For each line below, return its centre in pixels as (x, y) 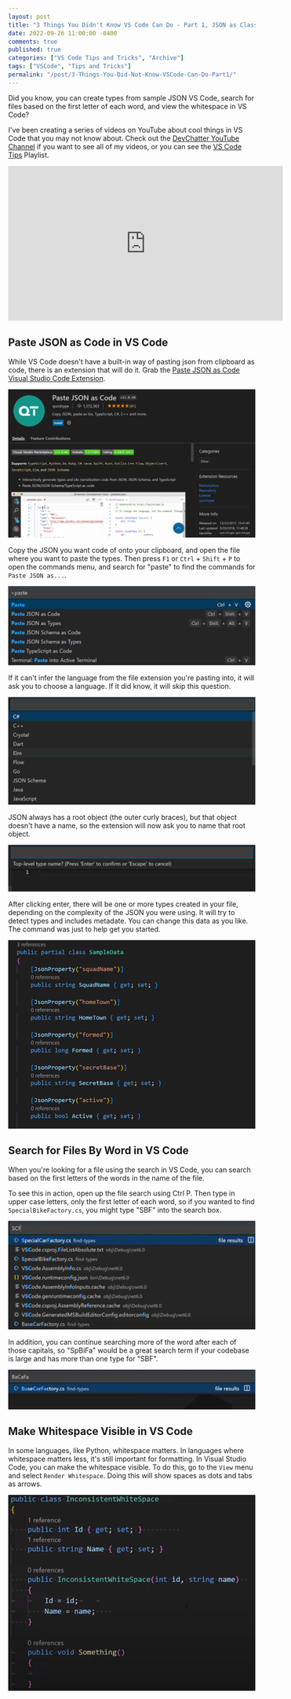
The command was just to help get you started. (84, 929)
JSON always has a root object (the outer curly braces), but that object (122, 818)
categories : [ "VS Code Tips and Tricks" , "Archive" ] (96, 58)
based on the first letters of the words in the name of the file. (106, 1177)
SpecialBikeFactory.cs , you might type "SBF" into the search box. (115, 1210)
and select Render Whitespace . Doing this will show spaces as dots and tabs (130, 1475)
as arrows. (25, 1484)
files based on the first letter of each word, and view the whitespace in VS (127, 106)
